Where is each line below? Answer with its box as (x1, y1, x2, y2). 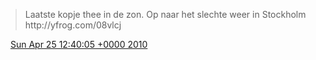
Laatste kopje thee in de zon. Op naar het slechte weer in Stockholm (24, 9, 307, 20)
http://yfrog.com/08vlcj (24, 19, 122, 31)
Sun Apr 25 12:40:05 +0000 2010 (9, 39, 148, 50)
